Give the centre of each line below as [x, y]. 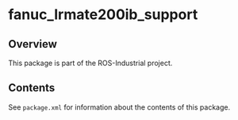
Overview [33, 44]
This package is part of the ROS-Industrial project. [90, 63]
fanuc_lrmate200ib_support [103, 15]
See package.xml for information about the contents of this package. [119, 107]
